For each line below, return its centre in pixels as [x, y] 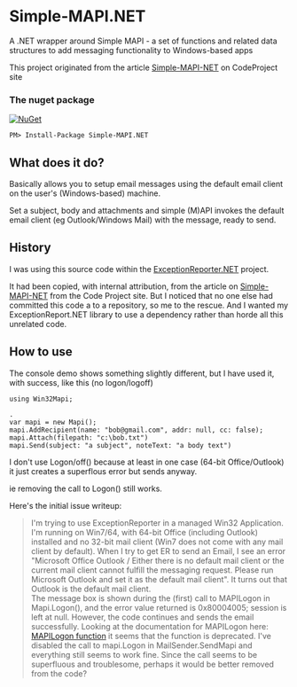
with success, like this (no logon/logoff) [81, 382]
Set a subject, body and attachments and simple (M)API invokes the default [147, 211]
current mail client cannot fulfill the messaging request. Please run [152, 570]
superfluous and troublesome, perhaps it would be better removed [152, 664]
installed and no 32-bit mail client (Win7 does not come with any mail [157, 542]
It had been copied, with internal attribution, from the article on [124, 286]
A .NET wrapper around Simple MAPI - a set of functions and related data [143, 41]
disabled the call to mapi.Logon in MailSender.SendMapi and [141, 645]
